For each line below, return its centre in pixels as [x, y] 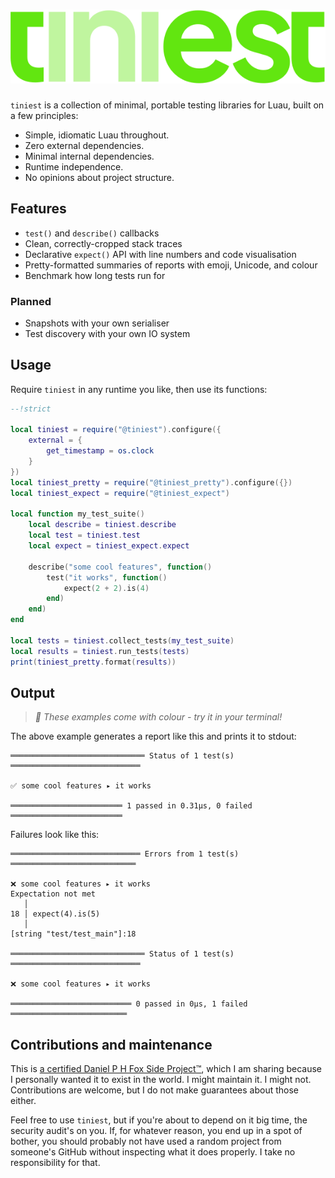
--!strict [31, 409]
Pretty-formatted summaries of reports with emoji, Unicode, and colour [171, 265]
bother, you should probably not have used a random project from [146, 1141]
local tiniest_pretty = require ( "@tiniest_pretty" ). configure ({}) [151, 482]
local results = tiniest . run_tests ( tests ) [100, 651]
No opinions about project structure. [99, 177]
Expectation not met [53, 894]
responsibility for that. [55, 1163]
